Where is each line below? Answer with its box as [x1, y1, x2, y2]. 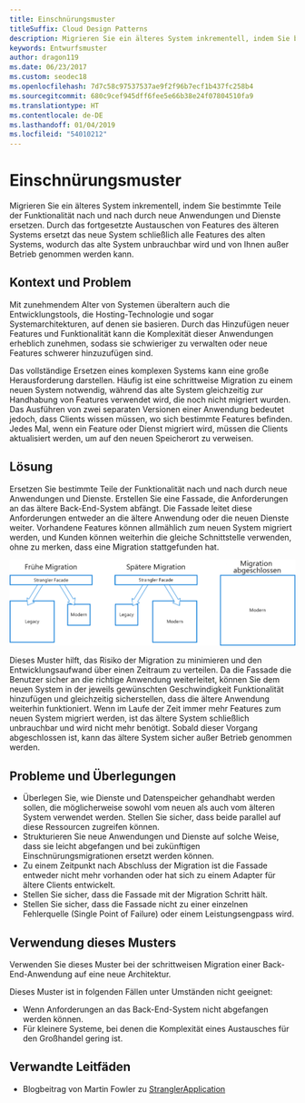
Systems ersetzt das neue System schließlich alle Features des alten [9, 229, 266, 240]
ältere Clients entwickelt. [22, 879, 116, 891]
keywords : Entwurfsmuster [9, 44, 107, 53]
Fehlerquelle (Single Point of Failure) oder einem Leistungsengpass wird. [22, 908, 295, 919]
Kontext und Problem [9, 275, 132, 290]
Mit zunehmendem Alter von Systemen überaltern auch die [9, 299, 231, 309]
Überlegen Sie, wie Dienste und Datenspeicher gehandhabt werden [22, 793, 275, 804]
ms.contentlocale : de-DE [9, 110, 103, 120]
